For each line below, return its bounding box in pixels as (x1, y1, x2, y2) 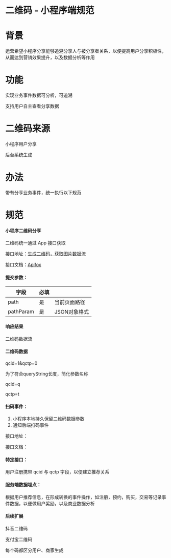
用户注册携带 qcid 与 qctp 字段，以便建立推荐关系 (5, 469, 110, 475)
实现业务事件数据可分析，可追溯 (5, 92, 72, 98)
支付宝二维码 (5, 536, 32, 542)
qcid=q (5, 381, 20, 387)
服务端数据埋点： (5, 481, 41, 487)
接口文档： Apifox (5, 262, 42, 268)
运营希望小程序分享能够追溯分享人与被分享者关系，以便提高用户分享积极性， (5, 48, 166, 54)
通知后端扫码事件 (12, 422, 49, 428)
